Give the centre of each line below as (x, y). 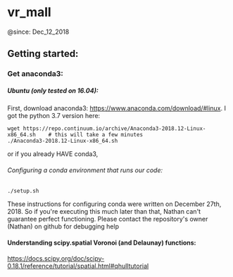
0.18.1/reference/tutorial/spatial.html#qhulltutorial (78, 266)
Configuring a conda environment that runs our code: (85, 170)
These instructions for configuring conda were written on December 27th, (114, 204)
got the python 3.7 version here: (54, 116)
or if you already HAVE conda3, (53, 154)
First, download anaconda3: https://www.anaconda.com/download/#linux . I (117, 108)
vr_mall (29, 12)
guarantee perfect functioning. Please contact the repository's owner (108, 219)
